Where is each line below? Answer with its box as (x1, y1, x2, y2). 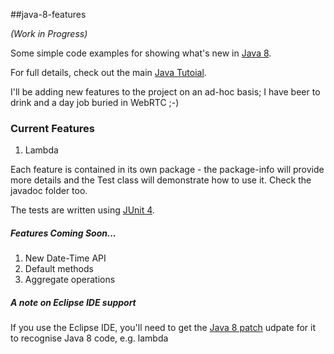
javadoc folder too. (10, 185, 88, 197)
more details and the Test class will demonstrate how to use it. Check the (10, 174, 312, 186)
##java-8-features (10, 9, 87, 20)
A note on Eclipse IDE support (10, 296, 137, 308)
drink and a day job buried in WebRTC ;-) (10, 97, 180, 108)
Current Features (10, 121, 96, 135)
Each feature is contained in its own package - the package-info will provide (10, 164, 325, 176)
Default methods (24, 263, 94, 275)
